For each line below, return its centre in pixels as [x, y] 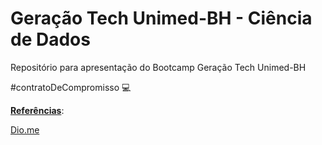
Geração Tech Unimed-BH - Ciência [161, 18]
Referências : [37, 110]
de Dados [50, 39]
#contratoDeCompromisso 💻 [71, 87]
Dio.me [25, 129]
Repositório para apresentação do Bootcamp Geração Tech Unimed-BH [158, 67]
